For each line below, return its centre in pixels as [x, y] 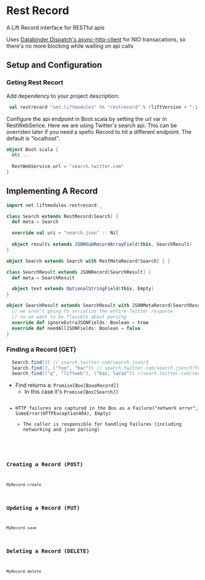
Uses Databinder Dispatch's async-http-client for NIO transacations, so [96, 39]
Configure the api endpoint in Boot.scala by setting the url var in [87, 119]
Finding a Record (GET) [41, 350]
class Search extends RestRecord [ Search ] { [63, 216]
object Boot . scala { [33, 149]
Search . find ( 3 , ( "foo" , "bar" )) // [57, 368]
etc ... [22, 155]
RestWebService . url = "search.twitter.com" [68, 167]
